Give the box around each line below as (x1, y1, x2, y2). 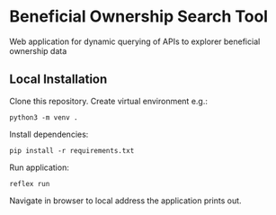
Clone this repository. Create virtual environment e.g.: (9, 95, 209, 106)
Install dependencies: (9, 129, 89, 139)
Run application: (9, 162, 69, 173)
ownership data (9, 45, 67, 56)
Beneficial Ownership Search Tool (9, 6, 268, 27)
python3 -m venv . (9, 112, 78, 122)
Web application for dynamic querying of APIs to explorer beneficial (9, 36, 261, 47)
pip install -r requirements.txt (9, 146, 135, 155)
